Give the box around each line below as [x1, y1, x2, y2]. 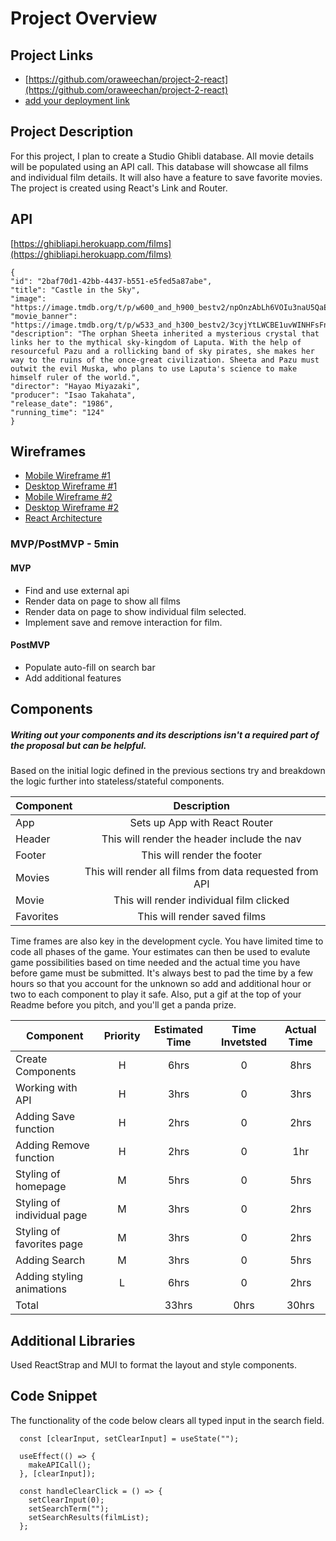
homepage [15, 1180, 67, 1194]
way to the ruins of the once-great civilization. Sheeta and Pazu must [10, 355, 320, 365]
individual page [15, 1208, 88, 1222]
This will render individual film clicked [113, 893, 290, 907]
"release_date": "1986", [10, 398, 114, 409]
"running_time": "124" [10, 407, 105, 417]
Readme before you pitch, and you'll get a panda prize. [10, 999, 237, 1011]
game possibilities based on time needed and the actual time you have [10, 957, 301, 969]
